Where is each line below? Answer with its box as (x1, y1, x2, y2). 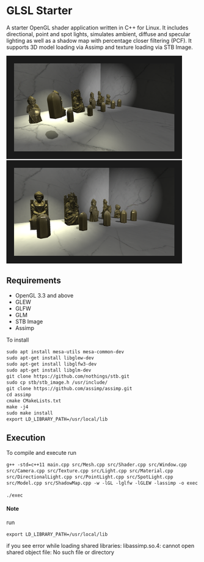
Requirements (6, 275, 61, 286)
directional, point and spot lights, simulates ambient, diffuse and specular (6, 30, 191, 37)
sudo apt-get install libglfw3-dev (6, 361, 97, 367)
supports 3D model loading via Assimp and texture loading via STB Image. (6, 43, 194, 51)
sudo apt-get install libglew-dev (6, 354, 95, 361)
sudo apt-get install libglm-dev (6, 367, 92, 373)
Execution (6, 433, 46, 443)
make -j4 (6, 403, 29, 410)
